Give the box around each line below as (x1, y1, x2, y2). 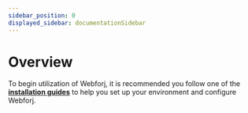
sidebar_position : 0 (8, 11, 76, 20)
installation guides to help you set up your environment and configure (8, 88, 237, 97)
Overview (8, 53, 73, 71)
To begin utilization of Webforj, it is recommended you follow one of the (8, 79, 241, 89)
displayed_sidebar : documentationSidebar (8, 19, 146, 27)
